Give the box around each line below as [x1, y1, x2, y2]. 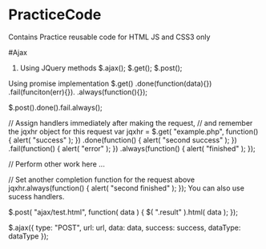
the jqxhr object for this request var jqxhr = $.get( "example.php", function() [8, 127, 259, 136]
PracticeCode [8, 6, 102, 24]
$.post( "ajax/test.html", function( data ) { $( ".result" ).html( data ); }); [8, 207, 239, 217]
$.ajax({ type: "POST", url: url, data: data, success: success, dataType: [8, 223, 241, 232]
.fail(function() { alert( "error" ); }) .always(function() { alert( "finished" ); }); [8, 143, 256, 153]
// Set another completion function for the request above [8, 175, 195, 184]
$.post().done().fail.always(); [8, 102, 103, 112]
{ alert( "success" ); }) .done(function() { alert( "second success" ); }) [8, 135, 238, 145]
